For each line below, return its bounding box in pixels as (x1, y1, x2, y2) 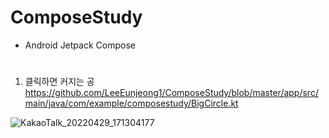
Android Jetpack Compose (24, 39, 136, 51)
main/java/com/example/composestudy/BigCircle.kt (24, 97, 239, 110)
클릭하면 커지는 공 (24, 76, 95, 88)
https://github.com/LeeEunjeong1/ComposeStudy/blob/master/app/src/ (24, 87, 319, 99)
